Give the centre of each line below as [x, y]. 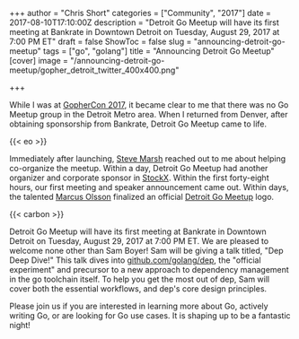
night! [20, 325]
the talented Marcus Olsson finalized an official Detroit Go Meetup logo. [142, 197]
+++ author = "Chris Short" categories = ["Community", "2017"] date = [141, 13]
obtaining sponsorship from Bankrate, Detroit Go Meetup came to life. [138, 124]
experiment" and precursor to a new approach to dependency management [149, 269]
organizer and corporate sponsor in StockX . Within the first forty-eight [139, 178]
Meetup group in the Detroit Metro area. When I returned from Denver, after [149, 114]
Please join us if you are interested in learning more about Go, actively [139, 306]
